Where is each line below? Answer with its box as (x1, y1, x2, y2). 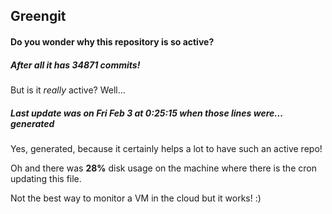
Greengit (10, 8, 67, 25)
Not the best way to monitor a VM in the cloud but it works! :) (10, 192, 262, 204)
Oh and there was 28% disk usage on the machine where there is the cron (10, 162, 317, 174)
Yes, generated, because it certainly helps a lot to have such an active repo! (10, 142, 323, 154)
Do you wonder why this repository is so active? (10, 35, 215, 48)
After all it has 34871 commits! (10, 59, 141, 71)
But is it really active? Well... (10, 84, 126, 96)
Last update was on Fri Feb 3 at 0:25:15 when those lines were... (10, 107, 283, 119)
